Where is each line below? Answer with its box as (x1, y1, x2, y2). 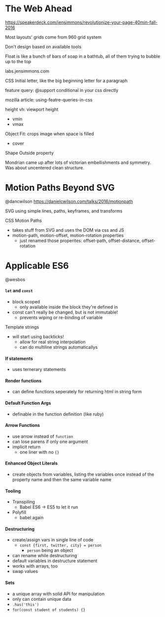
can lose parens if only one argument (12, 438, 88, 445)
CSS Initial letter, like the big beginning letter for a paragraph (5, 78, 128, 83)
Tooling (5, 488, 21, 494)
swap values (12, 569, 38, 575)
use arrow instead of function (12, 433, 73, 439)
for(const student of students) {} (12, 607, 86, 613)
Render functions (5, 377, 42, 383)
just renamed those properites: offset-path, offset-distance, (19, 238, 141, 244)
